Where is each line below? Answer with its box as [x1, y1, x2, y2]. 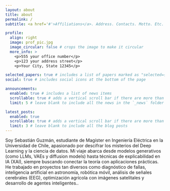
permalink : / [5, 17, 33, 22]
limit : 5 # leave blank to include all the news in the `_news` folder [10, 100, 164, 105]
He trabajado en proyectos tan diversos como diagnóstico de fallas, [5, 164, 147, 170]
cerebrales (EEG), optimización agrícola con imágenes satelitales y [5, 175, 144, 180]
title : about [5, 12, 33, 17]
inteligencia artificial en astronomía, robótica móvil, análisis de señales [5, 169, 152, 175]
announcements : [5, 86, 37, 91]
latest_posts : [5, 109, 35, 114]
